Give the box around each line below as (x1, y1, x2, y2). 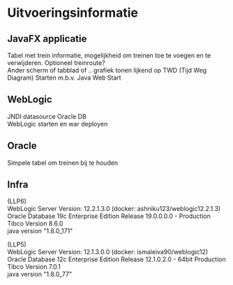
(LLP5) (7, 240, 27, 249)
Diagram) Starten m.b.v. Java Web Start (7, 73, 121, 82)
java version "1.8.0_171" (7, 227, 73, 235)
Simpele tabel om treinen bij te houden (7, 159, 119, 167)
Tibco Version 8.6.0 (7, 219, 63, 228)
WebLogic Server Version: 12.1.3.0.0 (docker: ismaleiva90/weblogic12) (7, 248, 209, 256)
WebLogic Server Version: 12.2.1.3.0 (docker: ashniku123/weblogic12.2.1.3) (7, 205, 221, 213)
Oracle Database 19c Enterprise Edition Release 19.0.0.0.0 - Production (7, 212, 211, 221)
